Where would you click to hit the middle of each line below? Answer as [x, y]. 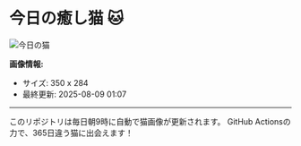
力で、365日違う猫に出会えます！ [72, 133]
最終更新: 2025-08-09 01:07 [74, 94]
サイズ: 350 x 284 [55, 82]
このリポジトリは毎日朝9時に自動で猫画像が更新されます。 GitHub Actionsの [150, 121]
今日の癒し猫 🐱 [66, 18]
